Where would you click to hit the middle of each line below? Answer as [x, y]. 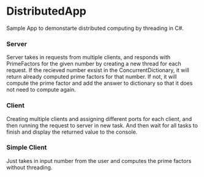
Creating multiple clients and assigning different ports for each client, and [99, 119]
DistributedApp [47, 11]
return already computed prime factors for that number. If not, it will [92, 77]
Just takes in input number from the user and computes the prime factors [99, 161]
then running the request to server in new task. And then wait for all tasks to [102, 125]
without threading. [29, 167]
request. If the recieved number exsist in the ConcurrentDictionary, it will [98, 70]
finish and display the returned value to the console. [72, 132]
